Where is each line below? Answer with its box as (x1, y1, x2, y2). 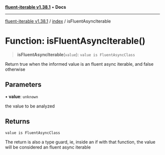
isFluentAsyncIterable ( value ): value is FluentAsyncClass (17, 52, 135, 57)
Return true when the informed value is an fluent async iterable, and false (5, 61, 154, 67)
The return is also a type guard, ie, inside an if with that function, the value (5, 139, 156, 145)
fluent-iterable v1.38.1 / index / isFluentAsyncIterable (5, 18, 111, 24)
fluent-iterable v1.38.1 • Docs (5, 4, 66, 10)
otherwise (5, 66, 26, 72)
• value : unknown (5, 93, 38, 100)
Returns (5, 117, 30, 126)
